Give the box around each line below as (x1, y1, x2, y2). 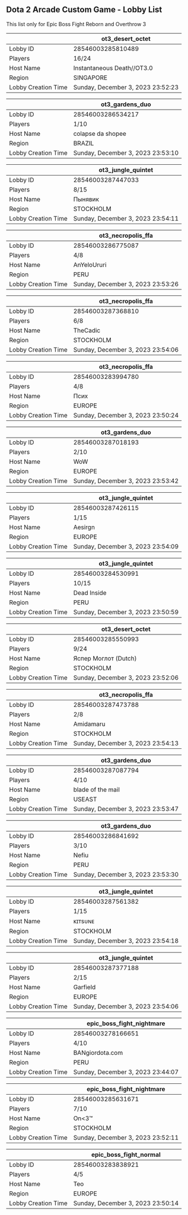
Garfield (73, 983, 96, 991)
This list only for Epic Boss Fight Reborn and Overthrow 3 (6, 20, 146, 27)
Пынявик (73, 195, 100, 203)
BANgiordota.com (73, 1048, 123, 1057)
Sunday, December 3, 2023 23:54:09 (73, 542, 179, 550)
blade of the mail (73, 785, 120, 793)
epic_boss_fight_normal (91, 1150, 161, 1159)
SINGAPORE (73, 74, 108, 82)
